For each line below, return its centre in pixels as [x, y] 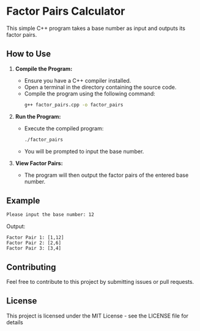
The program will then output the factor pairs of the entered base [106, 175]
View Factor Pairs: [39, 163]
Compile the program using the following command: [90, 94]
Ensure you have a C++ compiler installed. [78, 80]
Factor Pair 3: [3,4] [34, 248]
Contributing [31, 267]
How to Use [29, 54]
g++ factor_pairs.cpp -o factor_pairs [74, 105]
